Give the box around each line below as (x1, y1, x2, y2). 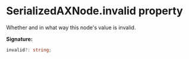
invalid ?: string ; (6, 46, 52, 53)
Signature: (6, 35, 33, 42)
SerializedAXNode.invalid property (6, 4, 183, 18)
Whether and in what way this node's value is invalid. (6, 24, 136, 31)
